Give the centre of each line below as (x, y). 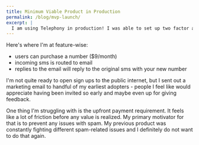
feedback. (18, 99)
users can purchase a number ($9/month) (66, 56)
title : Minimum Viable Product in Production (63, 12)
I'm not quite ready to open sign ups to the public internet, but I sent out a (96, 80)
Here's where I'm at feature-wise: (47, 45)
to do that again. (26, 136)
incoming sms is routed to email (54, 63)
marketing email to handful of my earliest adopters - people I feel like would (98, 87)
